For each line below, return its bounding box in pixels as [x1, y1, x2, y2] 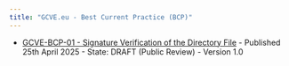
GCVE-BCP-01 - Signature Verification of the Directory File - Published [21, 37, 281, 48]
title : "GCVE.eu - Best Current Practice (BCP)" [9, 12, 193, 22]
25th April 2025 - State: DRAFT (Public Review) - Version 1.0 [21, 46, 244, 57]
